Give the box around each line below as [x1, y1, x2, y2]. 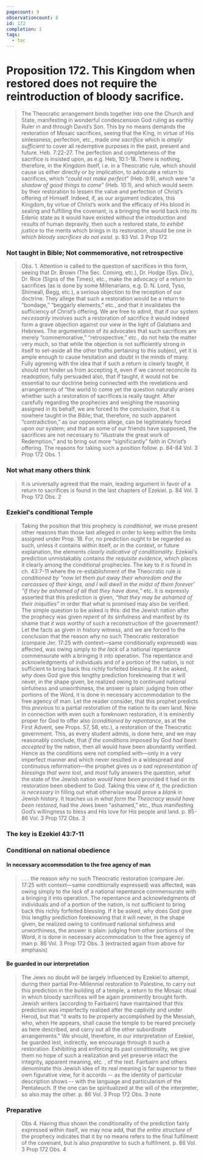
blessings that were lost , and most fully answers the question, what [21, 768, 191, 776]
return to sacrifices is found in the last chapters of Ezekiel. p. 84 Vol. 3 [21, 487, 198, 494]
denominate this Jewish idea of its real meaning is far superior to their [21, 1065, 197, 1072]
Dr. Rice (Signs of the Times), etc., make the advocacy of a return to [21, 276, 192, 283]
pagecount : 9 [6, 9, 40, 15]
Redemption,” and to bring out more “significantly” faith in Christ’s [21, 438, 187, 445]
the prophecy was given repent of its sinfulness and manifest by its [21, 613, 190, 620]
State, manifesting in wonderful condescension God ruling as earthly [21, 116, 194, 123]
